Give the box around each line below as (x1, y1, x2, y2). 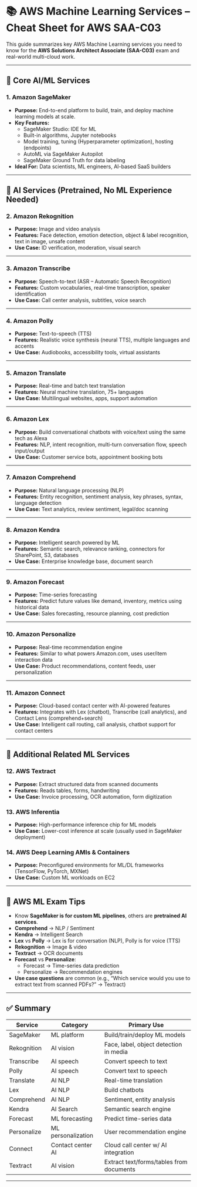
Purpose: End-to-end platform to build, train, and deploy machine (14, 106, 174, 113)
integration (104, 1148, 134, 1156)
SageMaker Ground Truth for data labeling (23, 156, 125, 163)
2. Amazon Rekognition (6, 212, 74, 220)
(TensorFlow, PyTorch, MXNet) (14, 868, 89, 875)
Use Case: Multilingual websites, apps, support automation (14, 395, 158, 402)
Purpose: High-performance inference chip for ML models (14, 821, 157, 828)
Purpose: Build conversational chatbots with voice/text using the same (14, 428, 186, 435)
